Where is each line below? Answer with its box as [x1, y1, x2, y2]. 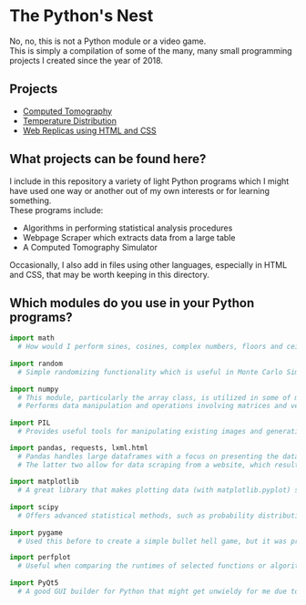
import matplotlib [9, 477, 79, 487]
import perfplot [9, 553, 71, 562]
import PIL [9, 418, 51, 428]
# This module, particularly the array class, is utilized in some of [17, 393, 291, 402]
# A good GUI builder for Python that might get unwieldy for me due [17, 587, 287, 596]
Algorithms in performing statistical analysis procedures [22, 222, 233, 233]
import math [9, 333, 55, 343]
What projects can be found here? [9, 151, 207, 167]
